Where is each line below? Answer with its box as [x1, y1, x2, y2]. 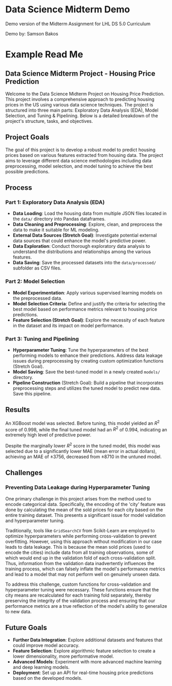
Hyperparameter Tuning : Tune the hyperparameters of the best [12, 347, 149, 353]
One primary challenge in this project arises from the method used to [5, 495, 151, 502]
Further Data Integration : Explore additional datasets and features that [12, 637, 163, 643]
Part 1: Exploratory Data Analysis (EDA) [5, 199, 105, 206]
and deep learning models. [12, 664, 70, 671]
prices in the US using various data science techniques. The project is [5, 101, 154, 107]
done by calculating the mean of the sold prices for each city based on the [5, 507, 163, 513]
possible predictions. [5, 168, 50, 174]
